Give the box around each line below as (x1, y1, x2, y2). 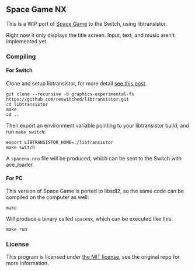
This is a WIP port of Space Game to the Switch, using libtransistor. (6, 20, 168, 27)
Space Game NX (6, 5, 67, 15)
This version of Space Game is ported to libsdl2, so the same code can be (6, 187, 184, 195)
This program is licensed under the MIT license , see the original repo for (6, 253, 180, 260)
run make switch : (6, 128, 46, 135)
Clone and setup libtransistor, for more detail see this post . (6, 80, 147, 87)
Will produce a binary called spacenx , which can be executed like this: (6, 215, 173, 222)
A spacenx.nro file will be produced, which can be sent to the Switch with (6, 155, 182, 162)
